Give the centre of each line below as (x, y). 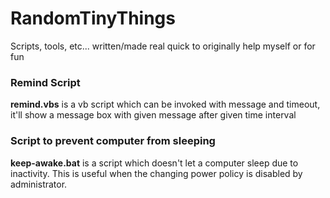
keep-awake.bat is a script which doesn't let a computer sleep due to (154, 163)
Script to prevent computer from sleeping (113, 141)
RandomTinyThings (93, 18)
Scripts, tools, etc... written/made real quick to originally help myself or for (163, 46)
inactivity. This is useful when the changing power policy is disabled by (156, 173)
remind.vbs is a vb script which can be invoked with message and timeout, (165, 104)
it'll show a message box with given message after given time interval (153, 115)
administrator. (39, 184)
